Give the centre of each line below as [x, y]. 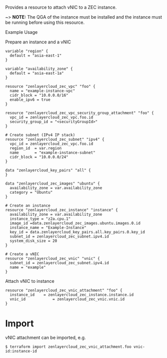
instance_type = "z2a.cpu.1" [40, 219]
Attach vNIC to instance [30, 281]
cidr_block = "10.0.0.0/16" [39, 95]
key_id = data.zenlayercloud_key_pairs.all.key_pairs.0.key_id [77, 232]
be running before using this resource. [45, 22]
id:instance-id [21, 351]
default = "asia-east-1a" [37, 73]
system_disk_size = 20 [33, 241]
